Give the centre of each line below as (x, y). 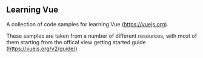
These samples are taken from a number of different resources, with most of (102, 36)
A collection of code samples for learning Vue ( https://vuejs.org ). (87, 24)
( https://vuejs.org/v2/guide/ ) (42, 48)
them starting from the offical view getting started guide (76, 42)
